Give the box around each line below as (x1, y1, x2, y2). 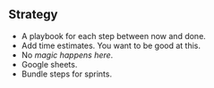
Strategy (8, 7, 58, 22)
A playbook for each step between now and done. (21, 30, 207, 41)
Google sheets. (21, 59, 78, 69)
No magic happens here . (21, 49, 114, 60)
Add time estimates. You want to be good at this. (21, 40, 201, 51)
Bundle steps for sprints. (21, 68, 113, 79)
